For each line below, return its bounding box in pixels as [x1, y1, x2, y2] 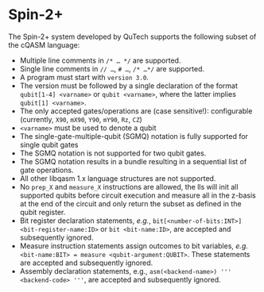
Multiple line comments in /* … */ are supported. [19, 56, 181, 65]
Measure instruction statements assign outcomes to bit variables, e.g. [19, 240, 248, 251]
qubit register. [19, 207, 66, 217]
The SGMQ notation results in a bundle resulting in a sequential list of [19, 156, 247, 166]
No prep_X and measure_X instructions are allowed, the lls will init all [19, 182, 239, 191]
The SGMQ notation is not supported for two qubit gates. [19, 148, 207, 158]
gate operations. [19, 165, 74, 175]
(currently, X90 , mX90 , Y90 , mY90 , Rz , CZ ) [19, 114, 143, 124]
